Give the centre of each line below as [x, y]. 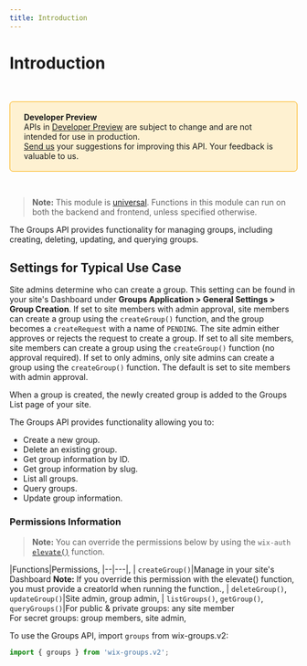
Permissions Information [65, 522]
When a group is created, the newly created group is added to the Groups [148, 395]
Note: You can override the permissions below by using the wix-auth [161, 542]
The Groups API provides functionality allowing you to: [112, 422]
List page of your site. [50, 405]
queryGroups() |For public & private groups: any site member [122, 608]
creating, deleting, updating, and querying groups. [104, 239]
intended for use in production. [82, 136]
